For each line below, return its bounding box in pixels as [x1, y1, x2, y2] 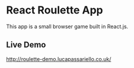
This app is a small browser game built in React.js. [6, 23, 129, 30]
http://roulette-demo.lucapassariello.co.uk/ [6, 55, 111, 62]
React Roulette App [6, 4, 103, 17]
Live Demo [6, 40, 46, 50]
